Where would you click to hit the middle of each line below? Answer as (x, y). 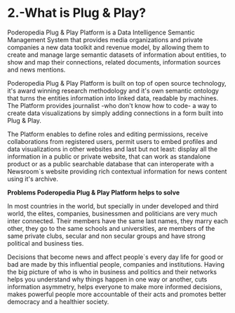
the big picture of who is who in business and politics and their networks (112, 272)
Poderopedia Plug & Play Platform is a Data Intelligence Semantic (101, 32)
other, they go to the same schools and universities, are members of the (111, 228)
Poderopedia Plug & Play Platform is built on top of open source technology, (117, 83)
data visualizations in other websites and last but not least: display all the (113, 149)
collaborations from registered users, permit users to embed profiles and (112, 141)
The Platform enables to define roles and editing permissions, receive (108, 134)
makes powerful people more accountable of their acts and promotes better (117, 294)
